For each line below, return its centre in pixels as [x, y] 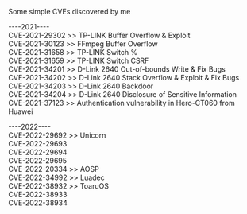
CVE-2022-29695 [38, 161]
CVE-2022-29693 [38, 144]
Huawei [21, 111]
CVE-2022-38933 [38, 195]
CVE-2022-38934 [38, 203]
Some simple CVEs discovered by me [69, 12]
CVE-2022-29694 [38, 152]
